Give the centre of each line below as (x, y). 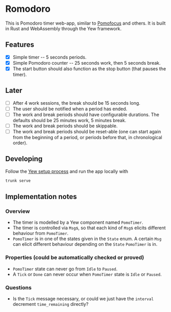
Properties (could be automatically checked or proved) (75, 258)
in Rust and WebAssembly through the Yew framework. (63, 28)
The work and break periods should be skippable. (65, 126)
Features (20, 45)
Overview (18, 211)
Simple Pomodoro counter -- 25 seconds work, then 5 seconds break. (87, 63)
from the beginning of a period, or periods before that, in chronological (87, 138)
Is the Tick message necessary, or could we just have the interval (83, 299)
